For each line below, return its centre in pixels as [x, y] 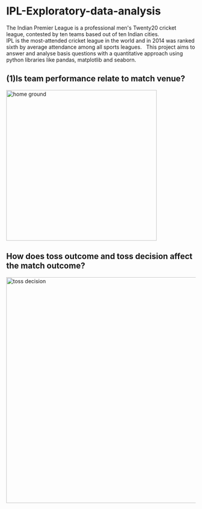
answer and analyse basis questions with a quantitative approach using [95, 53]
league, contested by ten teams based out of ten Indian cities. [83, 34]
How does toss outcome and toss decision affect [99, 256]
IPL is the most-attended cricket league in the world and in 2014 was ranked [100, 40]
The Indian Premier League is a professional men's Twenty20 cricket [91, 28]
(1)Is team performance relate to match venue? [96, 79]
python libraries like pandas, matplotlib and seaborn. [71, 60]
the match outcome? [46, 266]
